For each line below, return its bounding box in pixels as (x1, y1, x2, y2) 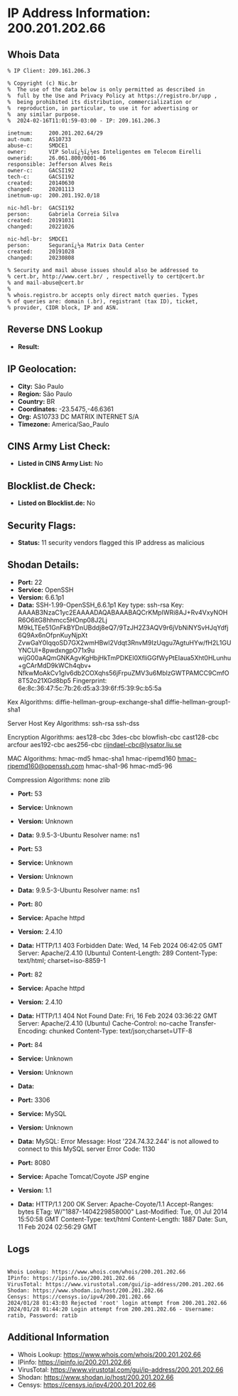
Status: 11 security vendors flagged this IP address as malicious (17, 538, 205, 547)
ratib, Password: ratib (7, 1312, 78, 1319)
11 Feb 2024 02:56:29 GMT (17, 1222, 97, 1231)
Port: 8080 (17, 1158, 51, 1167)
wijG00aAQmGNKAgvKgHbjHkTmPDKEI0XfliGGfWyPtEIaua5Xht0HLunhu (17, 653, 232, 662)
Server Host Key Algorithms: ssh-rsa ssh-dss (7, 719, 140, 727)
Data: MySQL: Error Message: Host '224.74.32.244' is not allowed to (17, 1137, 219, 1145)
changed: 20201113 (7, 186, 75, 193)
